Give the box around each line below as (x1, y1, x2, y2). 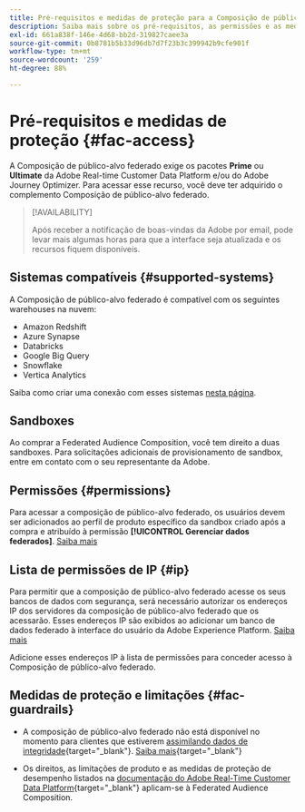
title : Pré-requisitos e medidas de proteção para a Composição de (9, 13, 271, 23)
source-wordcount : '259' (9, 55, 103, 64)
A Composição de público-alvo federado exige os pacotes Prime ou (9, 160, 264, 171)
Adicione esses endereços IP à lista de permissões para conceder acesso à (9, 652, 292, 663)
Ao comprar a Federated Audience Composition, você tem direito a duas (9, 437, 280, 448)
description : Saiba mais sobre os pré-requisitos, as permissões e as (9, 22, 282, 31)
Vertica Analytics (22, 369, 86, 380)
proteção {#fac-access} (9, 131, 196, 151)
